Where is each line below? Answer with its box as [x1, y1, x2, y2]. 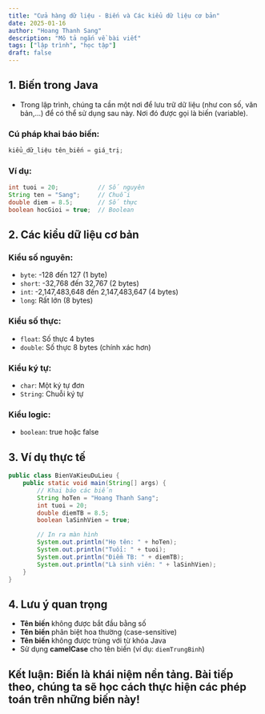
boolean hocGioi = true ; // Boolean [8, 206, 135, 214]
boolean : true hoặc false [19, 427, 99, 437]
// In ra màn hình [37, 531, 98, 539]
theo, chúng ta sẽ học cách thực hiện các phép [8, 680, 247, 693]
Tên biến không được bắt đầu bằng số [19, 619, 147, 628]
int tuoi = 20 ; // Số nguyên [8, 183, 146, 192]
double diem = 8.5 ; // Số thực [8, 199, 138, 207]
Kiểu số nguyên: [8, 252, 74, 263]
